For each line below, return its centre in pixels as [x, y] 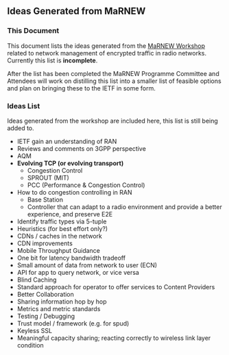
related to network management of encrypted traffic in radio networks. [107, 53]
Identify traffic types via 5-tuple [62, 221]
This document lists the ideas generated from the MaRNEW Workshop [106, 46]
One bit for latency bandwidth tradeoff [71, 258]
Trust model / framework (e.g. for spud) [73, 323]
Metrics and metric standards [59, 308]
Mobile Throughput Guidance [59, 250]
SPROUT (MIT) [48, 177]
